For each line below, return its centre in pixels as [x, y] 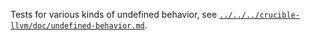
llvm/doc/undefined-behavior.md [77, 26]
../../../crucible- [259, 15]
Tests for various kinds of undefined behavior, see [114, 14]
